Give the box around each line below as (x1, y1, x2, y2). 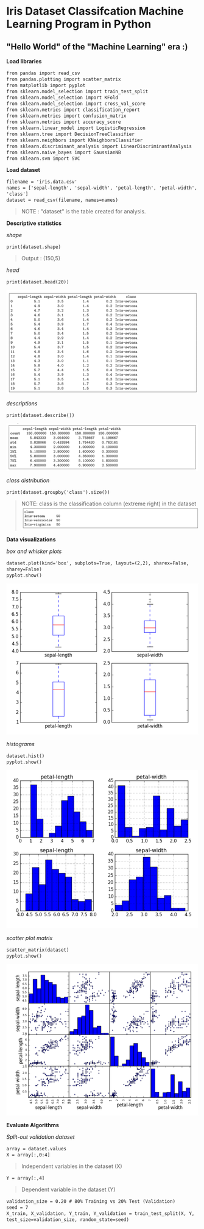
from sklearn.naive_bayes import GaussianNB (6, 149, 121, 155)
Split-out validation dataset (6, 1133, 75, 1141)
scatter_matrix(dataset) (6, 947, 69, 953)
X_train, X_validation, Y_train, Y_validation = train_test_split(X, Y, (6, 1211, 195, 1217)
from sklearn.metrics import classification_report (6, 107, 140, 113)
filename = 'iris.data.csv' (6, 179, 78, 185)
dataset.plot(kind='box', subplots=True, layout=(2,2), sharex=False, (6, 560, 189, 566)
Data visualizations (6, 536, 56, 543)
